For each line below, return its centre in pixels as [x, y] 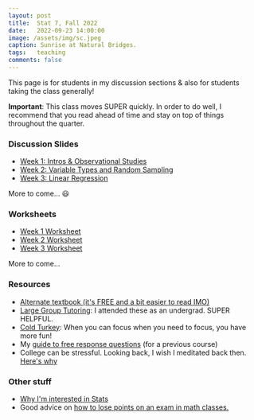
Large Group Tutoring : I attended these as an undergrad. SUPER [125, 310]
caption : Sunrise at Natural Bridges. [72, 45]
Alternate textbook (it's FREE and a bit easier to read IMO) [115, 301]
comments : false [35, 60]
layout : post [30, 16]
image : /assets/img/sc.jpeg [55, 38]
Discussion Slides [43, 144]
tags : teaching [37, 52]
